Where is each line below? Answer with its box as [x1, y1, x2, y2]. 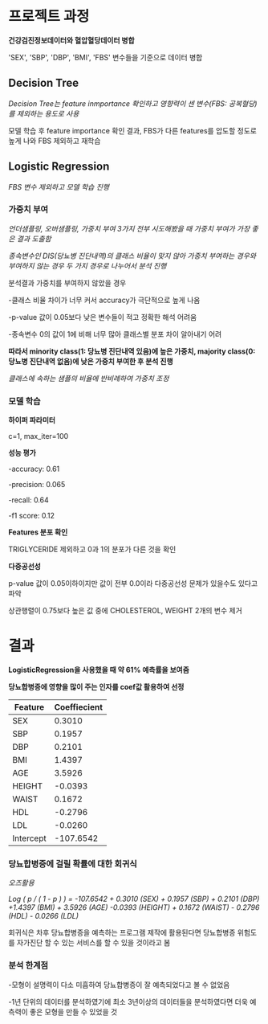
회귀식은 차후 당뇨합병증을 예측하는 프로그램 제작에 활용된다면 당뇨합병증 [8, 928, 236, 937]
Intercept [12, 833, 47, 844]
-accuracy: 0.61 [8, 464, 60, 474]
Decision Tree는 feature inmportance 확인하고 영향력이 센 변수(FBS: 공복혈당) [8, 98, 258, 109]
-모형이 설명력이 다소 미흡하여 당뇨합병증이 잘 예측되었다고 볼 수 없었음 [8, 980, 230, 989]
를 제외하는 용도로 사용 [8, 109, 79, 118]
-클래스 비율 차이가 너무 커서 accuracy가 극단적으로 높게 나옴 [8, 295, 201, 305]
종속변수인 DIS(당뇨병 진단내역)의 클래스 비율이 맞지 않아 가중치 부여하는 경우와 [8, 251, 257, 260]
